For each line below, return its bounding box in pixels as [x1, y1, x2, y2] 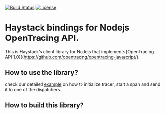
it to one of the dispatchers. [5, 86, 62, 92]
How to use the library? [5, 68, 78, 76]
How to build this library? [5, 101, 84, 110]
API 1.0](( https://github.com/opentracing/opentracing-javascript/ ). [5, 54, 140, 60]
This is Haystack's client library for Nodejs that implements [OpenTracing [5, 48, 154, 54]
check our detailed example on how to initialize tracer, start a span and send [5, 81, 161, 87]
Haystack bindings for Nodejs [5, 22, 130, 33]
